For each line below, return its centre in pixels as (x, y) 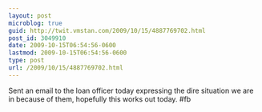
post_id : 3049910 (37, 38)
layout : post (30, 16)
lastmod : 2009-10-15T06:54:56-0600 (68, 53)
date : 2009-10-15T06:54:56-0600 (62, 46)
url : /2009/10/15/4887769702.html (66, 68)
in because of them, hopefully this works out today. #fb (100, 99)
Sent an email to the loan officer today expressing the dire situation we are (131, 90)
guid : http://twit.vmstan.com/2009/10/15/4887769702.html (107, 30)
